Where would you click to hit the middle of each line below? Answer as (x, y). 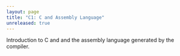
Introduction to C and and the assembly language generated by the (90, 40)
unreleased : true (28, 23)
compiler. (18, 46)
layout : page (23, 12)
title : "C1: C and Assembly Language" (55, 17)
